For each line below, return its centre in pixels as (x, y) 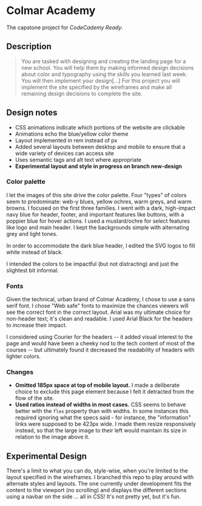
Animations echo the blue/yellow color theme (72, 134)
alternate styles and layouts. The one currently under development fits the (99, 483)
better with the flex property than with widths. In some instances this (102, 411)
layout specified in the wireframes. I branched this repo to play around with (100, 477)
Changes (20, 372)
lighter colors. (24, 356)
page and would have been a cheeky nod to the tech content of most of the (101, 344)
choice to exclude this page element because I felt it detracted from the (104, 392)
